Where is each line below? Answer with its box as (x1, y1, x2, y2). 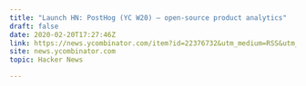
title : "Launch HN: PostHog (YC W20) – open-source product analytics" (9, 13, 287, 23)
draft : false (9, 22, 59, 31)
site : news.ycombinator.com (9, 47, 117, 56)
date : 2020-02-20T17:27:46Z (9, 30, 117, 39)
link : (9, 38, 30, 48)
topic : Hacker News (9, 55, 84, 64)
